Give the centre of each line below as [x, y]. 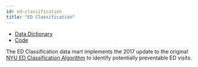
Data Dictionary [34, 33]
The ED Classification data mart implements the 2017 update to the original [97, 51]
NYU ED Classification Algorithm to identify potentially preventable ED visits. [99, 58]
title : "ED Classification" [41, 17]
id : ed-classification [34, 11]
